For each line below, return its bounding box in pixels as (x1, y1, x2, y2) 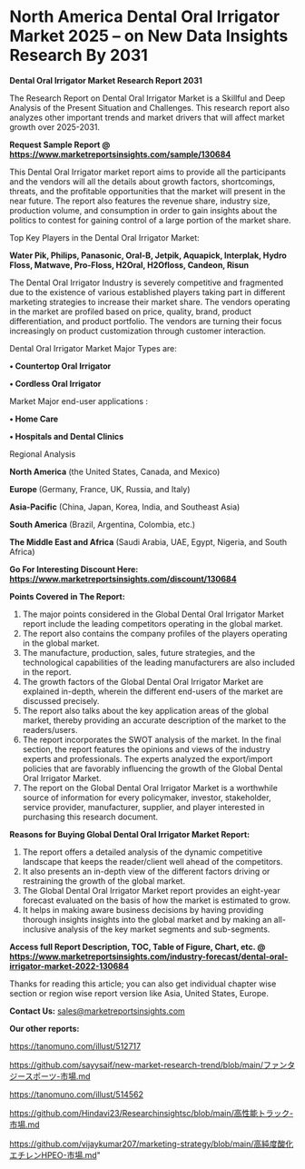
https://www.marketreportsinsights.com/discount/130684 (9, 573, 238, 584)
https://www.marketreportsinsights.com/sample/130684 (9, 148, 231, 160)
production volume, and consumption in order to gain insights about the (9, 204, 278, 215)
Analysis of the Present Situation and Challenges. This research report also (9, 102, 290, 113)
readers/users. (22, 724, 78, 735)
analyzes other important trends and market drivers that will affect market (9, 112, 285, 123)
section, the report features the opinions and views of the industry (22, 743, 271, 755)
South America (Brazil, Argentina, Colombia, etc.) (9, 519, 196, 530)
